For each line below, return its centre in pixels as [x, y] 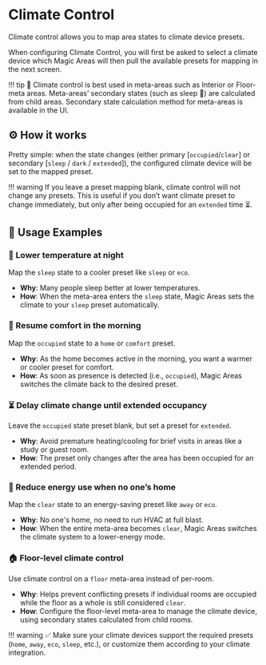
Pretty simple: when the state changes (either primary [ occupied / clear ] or [129, 154]
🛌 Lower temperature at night [66, 255]
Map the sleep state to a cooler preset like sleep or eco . [99, 272]
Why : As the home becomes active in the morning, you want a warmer [136, 358]
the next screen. [35, 69]
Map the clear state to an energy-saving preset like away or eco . [113, 505]
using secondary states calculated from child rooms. [106, 619]
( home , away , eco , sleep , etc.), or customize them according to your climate [129, 643]
